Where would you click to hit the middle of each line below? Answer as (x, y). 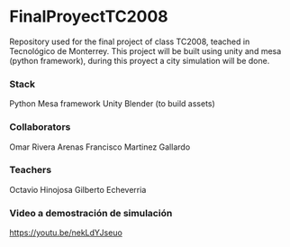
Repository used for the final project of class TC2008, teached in (130, 41)
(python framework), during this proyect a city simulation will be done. (140, 60)
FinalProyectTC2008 (89, 17)
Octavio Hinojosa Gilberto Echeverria (78, 189)
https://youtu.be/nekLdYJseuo (66, 233)
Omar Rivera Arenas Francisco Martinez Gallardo (100, 147)
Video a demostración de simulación (91, 213)
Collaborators (40, 127)
